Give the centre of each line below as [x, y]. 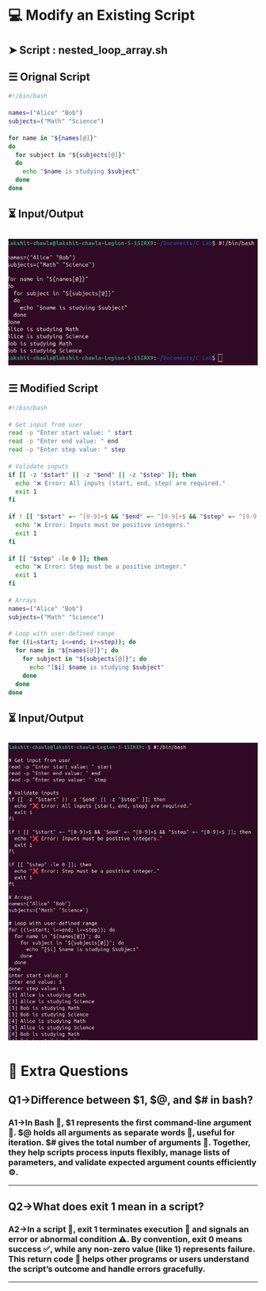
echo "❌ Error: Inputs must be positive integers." [103, 525]
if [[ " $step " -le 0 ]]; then [58, 559]
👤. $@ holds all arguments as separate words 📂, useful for [122, 1132]
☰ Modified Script [53, 388]
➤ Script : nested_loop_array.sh [88, 50]
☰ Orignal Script [49, 77]
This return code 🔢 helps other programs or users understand [129, 1258]
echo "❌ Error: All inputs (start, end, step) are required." [120, 483]
